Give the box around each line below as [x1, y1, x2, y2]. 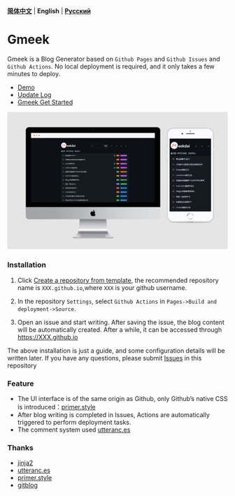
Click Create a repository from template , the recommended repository [17, 276, 219, 284]
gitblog [17, 481, 38, 490]
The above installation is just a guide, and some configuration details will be [7, 346, 225, 355]
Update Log [17, 90, 52, 99]
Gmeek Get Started [17, 98, 73, 106]
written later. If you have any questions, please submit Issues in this [7, 353, 202, 362]
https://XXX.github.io [17, 333, 78, 341]
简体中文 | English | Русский [7, 7, 91, 15]
